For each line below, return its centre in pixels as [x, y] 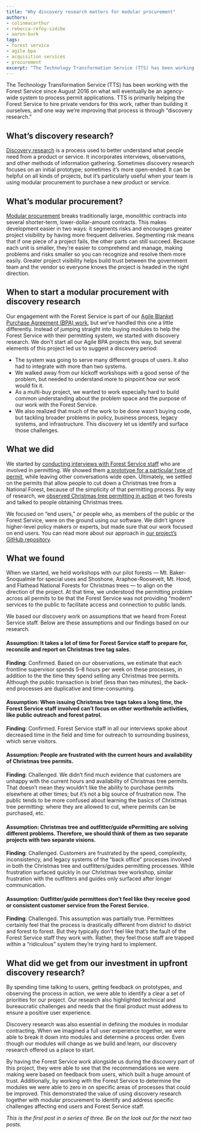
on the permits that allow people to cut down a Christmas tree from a [91, 483]
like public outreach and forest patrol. [54, 715]
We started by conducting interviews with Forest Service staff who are [93, 464]
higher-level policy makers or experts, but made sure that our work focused [100, 526]
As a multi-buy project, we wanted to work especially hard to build [97, 391]
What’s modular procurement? [64, 201]
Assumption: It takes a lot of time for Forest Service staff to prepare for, [97, 643]
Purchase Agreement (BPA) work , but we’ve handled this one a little [90, 322]
